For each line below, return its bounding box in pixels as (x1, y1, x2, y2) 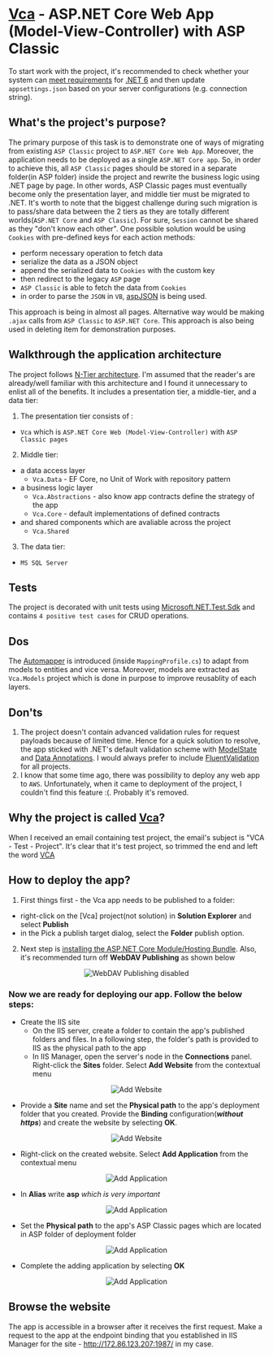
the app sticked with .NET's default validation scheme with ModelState (19, 744, 258, 754)
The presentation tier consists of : (19, 411, 134, 421)
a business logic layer (19, 483, 93, 492)
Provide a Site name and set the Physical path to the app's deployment (19, 1100, 260, 1110)
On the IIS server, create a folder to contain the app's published (32, 1025, 245, 1035)
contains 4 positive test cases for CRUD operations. (8, 611, 189, 621)
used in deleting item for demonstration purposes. (8, 324, 176, 334)
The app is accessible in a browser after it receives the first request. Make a (8, 1321, 262, 1331)
